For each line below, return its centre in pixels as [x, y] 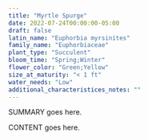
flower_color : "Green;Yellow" [59, 68]
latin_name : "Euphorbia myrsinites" [69, 38]
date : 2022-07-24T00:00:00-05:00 [64, 23]
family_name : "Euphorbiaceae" [59, 45]
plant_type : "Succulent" [50, 52]
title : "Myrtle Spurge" [48, 16]
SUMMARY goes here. [45, 112]
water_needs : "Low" [41, 82]
